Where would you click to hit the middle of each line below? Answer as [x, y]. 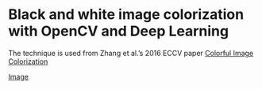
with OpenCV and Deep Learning [118, 31]
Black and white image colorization [126, 15]
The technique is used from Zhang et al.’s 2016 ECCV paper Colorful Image [131, 53]
